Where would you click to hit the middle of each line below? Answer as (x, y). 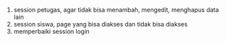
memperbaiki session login (52, 31)
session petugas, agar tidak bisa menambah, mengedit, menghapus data (116, 10)
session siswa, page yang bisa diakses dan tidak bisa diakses (101, 24)
